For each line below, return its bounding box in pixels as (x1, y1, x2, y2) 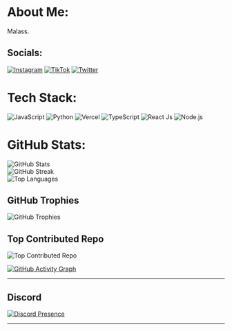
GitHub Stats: (7, 136, 86, 152)
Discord (7, 292, 42, 303)
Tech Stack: (7, 89, 77, 105)
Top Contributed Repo (7, 233, 104, 244)
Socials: (7, 47, 43, 59)
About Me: (7, 4, 69, 20)
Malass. (7, 27, 30, 35)
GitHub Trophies (7, 195, 79, 206)
